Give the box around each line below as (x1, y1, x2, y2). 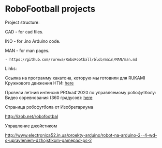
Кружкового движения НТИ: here (5, 80, 74, 86)
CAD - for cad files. (5, 29, 44, 34)
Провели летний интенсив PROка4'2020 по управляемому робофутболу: (5, 89, 156, 95)
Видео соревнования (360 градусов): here (5, 95, 93, 100)
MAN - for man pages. (5, 48, 50, 53)
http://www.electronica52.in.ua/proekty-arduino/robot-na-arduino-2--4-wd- (5, 132, 157, 138)
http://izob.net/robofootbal (5, 113, 58, 119)
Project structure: (5, 19, 40, 25)
